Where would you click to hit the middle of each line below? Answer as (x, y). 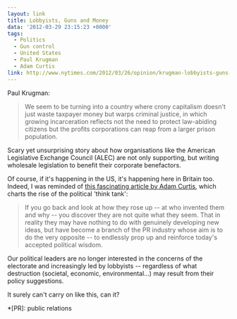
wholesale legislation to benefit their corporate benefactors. (94, 165)
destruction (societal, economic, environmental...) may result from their (111, 273)
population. (41, 136)
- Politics (30, 40)
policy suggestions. (36, 281)
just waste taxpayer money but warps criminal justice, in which (116, 114)
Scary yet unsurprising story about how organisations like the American (111, 150)
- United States (37, 54)
